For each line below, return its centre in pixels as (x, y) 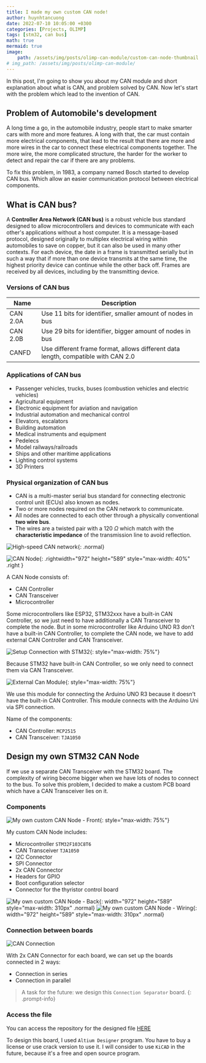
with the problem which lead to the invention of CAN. (73, 94)
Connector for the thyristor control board (67, 889)
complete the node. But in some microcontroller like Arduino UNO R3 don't (101, 627)
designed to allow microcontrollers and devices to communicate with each (100, 226)
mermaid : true (25, 47)
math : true (20, 40)
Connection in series (41, 974)
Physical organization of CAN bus (57, 482)
